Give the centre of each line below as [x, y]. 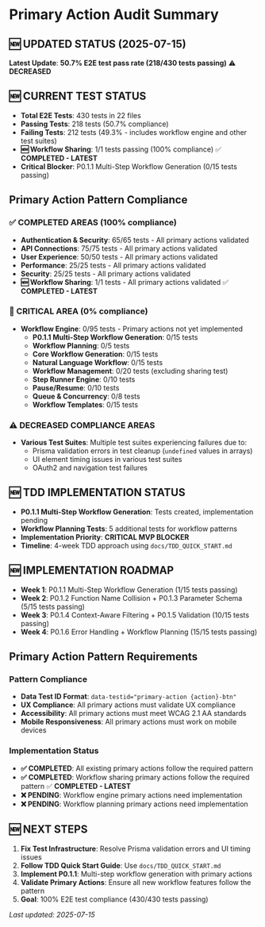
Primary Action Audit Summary [114, 15]
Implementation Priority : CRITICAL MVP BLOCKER [105, 537]
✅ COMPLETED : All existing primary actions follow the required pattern [136, 768]
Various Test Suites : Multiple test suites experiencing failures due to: [134, 443]
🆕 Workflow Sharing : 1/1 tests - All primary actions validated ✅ [125, 282]
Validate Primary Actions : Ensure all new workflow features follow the [136, 882]
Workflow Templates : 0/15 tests [85, 404]
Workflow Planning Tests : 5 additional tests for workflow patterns [129, 529]
